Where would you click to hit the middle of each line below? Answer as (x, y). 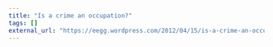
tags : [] (23, 23)
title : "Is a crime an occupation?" (70, 16)
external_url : (32, 30)
